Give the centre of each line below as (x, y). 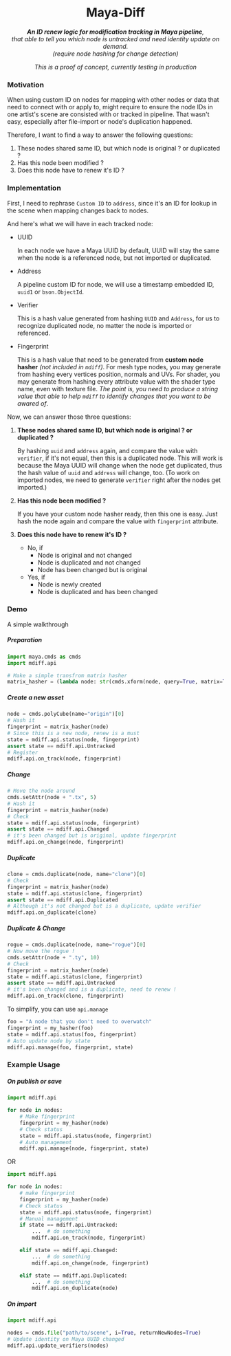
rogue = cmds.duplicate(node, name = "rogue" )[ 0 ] (77, 945)
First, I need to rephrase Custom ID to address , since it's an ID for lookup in (112, 203)
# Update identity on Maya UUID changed (66, 1339)
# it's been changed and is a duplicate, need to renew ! (92, 989)
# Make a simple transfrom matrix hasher (67, 675)
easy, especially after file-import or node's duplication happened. (100, 122)
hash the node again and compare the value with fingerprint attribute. (118, 521)
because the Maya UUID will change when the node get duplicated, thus (119, 465)
